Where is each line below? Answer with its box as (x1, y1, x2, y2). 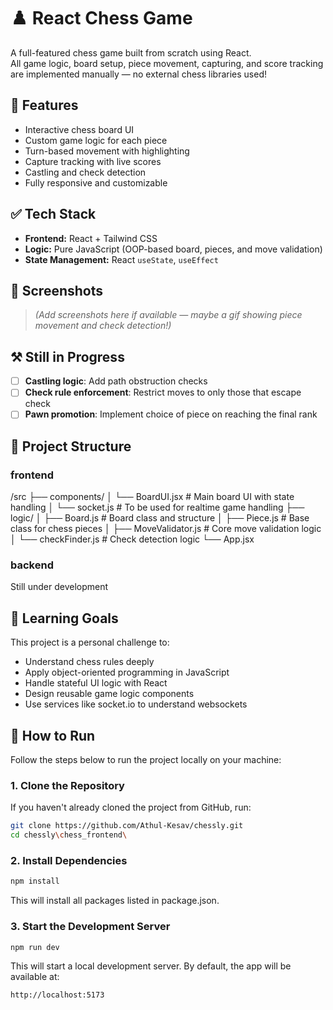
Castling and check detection (24, 166, 147, 178)
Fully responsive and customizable (24, 176, 168, 189)
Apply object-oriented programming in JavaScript (24, 666, 230, 679)
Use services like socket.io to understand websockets (24, 698, 248, 710)
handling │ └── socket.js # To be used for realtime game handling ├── (10, 501, 305, 514)
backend (10, 558, 54, 572)
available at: (10, 971, 60, 983)
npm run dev (10, 942, 60, 952)
